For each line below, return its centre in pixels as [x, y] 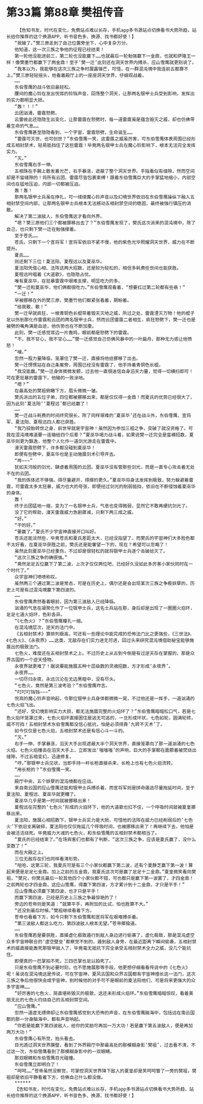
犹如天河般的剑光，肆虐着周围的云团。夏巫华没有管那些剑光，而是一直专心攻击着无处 [105, 467]
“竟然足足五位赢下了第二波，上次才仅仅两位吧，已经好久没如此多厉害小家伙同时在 [101, 564]
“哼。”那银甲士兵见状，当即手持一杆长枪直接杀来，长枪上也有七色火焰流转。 [95, 763]
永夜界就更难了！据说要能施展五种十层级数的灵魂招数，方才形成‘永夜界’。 [94, 666]
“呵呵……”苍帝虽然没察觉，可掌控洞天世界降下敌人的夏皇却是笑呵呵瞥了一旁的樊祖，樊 [105, 1071]
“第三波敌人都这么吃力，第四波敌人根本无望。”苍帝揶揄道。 [77, 923]
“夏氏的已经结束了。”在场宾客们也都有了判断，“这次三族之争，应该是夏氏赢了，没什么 [105, 840]
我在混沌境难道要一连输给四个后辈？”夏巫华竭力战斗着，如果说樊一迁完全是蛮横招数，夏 [100, 435]
